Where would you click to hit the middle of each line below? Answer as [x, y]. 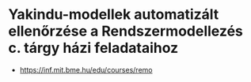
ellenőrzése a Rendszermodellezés [126, 31]
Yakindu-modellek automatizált [114, 15]
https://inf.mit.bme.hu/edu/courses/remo [86, 69]
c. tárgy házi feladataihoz [93, 48]
